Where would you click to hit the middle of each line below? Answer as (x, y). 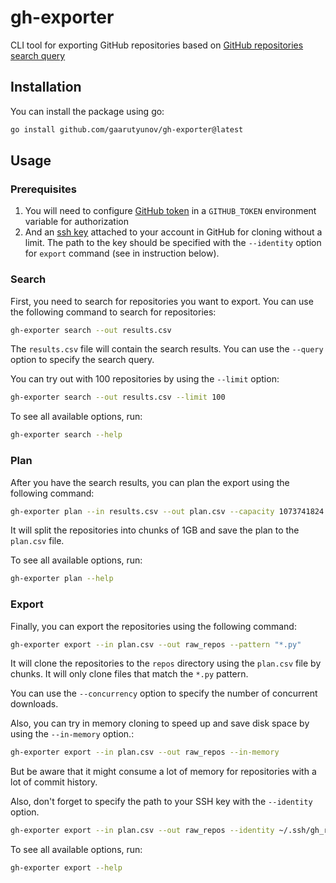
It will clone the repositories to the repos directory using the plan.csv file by (166, 663)
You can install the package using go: (87, 111)
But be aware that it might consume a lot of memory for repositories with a (163, 772)
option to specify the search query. (82, 360)
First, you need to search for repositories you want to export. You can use (162, 301)
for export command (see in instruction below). (122, 253)
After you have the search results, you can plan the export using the (150, 482)
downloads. (34, 704)
